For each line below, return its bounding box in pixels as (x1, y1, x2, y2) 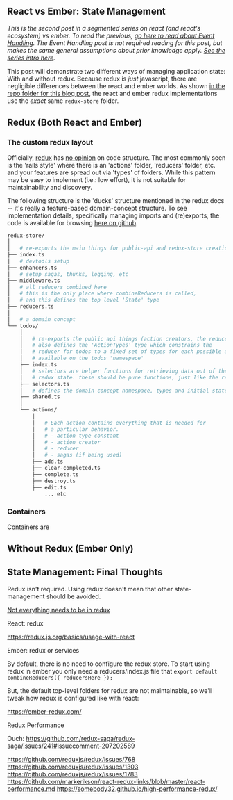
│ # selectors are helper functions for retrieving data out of (19, 368, 216, 375)
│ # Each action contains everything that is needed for (32, 419, 207, 426)
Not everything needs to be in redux (7, 605, 110, 614)
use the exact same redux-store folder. (7, 97, 119, 105)
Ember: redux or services (7, 646, 80, 654)
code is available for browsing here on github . (7, 218, 138, 227)
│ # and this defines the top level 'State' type (7, 297, 159, 304)
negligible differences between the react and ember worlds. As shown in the (7, 81, 225, 90)
